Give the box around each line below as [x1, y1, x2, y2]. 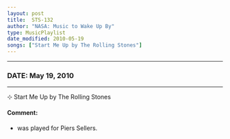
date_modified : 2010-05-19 [7, 36, 84, 42]
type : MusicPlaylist [7, 29, 66, 36]
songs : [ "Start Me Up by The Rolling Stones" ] [7, 42, 142, 49]
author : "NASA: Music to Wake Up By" [7, 23, 115, 29]
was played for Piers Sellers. [16, 124, 98, 132]
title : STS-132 [7, 16, 53, 23]
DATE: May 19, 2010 [7, 71, 74, 80]
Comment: [7, 108, 38, 116]
